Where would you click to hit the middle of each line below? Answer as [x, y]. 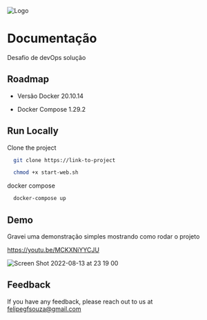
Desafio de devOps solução [47, 57]
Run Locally [33, 131]
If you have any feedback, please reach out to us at [80, 301]
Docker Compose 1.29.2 [51, 109]
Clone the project [32, 148]
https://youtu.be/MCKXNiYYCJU [53, 250]
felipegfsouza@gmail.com [44, 309]
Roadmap [28, 79]
